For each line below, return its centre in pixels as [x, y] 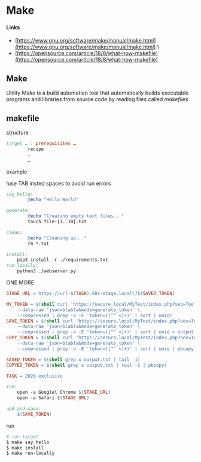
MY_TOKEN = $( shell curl [37, 304]
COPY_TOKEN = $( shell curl [40, 338]
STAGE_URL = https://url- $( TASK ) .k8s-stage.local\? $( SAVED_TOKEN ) [91, 294]
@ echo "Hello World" [53, 200]
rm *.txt [39, 244]
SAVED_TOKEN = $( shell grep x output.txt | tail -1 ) [73, 360]
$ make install [25, 448]
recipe [36, 149]
